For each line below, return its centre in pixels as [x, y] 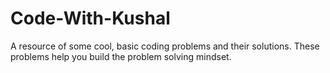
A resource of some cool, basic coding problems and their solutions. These [165, 46]
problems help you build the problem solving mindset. [121, 56]
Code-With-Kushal [90, 18]
